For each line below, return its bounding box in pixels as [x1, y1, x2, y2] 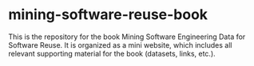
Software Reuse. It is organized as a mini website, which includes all [8, 40, 232, 49]
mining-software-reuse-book [8, 6, 208, 24]
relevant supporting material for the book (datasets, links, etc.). [8, 49, 216, 58]
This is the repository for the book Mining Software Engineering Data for [8, 32, 246, 41]
